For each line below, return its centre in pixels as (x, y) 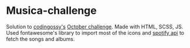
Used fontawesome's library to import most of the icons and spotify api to (95, 32)
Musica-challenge (51, 11)
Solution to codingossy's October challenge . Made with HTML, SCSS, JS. (95, 27)
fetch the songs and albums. (40, 39)
